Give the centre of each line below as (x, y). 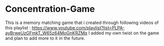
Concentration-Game (50, 9)
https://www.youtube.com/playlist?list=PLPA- (78, 27)
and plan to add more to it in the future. (45, 38)
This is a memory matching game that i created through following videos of (82, 23)
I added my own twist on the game (124, 33)
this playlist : (18, 27)
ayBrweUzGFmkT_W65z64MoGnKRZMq (46, 33)
